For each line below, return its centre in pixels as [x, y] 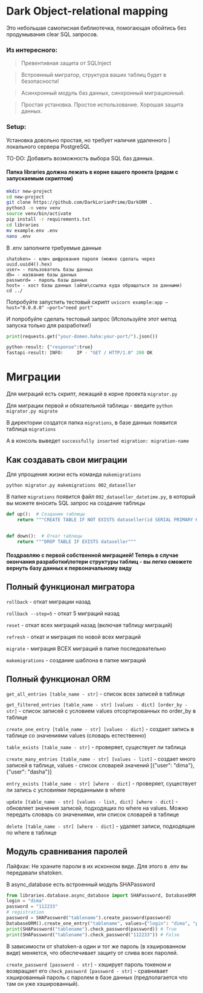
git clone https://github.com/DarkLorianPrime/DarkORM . [79, 203]
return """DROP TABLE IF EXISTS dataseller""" [77, 542]
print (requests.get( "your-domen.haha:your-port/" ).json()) [82, 336]
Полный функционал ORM [58, 679]
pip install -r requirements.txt [48, 220]
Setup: [16, 127]
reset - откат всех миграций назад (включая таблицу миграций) [89, 625]
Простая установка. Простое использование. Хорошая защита [102, 105]
